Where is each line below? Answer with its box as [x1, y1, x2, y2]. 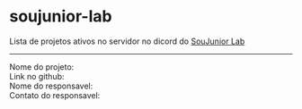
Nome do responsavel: [9, 80, 93, 91]
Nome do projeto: [9, 61, 75, 72]
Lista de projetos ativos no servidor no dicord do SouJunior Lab [9, 36, 245, 46]
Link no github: [9, 71, 65, 81]
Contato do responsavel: [9, 89, 101, 100]
